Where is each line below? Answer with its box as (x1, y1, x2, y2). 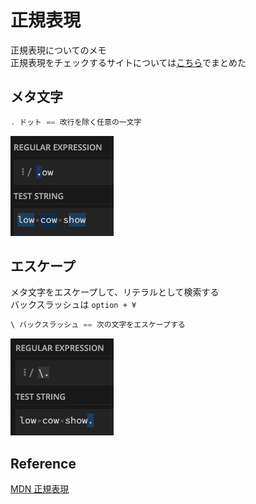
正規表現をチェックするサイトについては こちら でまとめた (10, 56, 247, 68)
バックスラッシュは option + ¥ (10, 299, 137, 311)
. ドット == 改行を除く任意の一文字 (10, 117, 142, 127)
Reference (10, 455, 77, 472)
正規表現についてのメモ (10, 44, 107, 56)
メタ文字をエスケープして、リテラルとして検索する (10, 286, 220, 298)
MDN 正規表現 (10, 483, 70, 495)
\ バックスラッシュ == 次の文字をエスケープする (10, 320, 186, 330)
